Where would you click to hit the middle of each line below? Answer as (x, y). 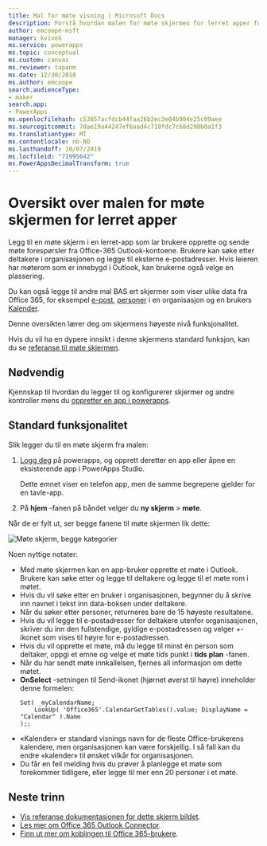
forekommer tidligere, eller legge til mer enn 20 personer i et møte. (129, 772)
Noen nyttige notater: (43, 554)
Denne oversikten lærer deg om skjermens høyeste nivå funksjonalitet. (124, 324)
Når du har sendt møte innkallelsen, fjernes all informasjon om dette (131, 663)
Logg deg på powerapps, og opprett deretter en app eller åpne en (128, 460)
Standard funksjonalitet (68, 426)
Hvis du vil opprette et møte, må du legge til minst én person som (127, 645)
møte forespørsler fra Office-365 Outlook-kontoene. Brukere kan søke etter (132, 251)
